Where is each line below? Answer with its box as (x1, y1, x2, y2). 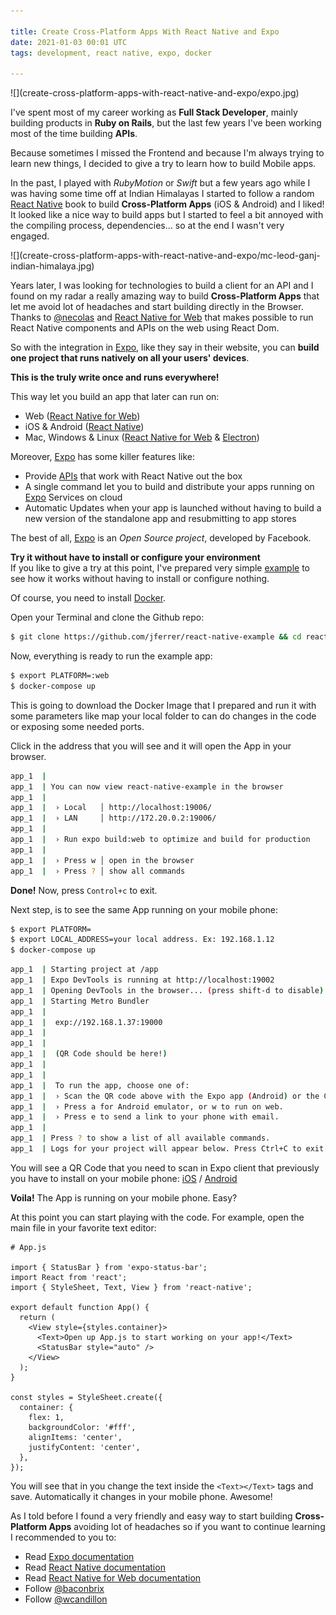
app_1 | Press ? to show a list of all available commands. (10, 1133, 271, 1144)
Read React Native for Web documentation (24, 1571, 202, 1584)
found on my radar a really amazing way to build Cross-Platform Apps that (10, 290, 320, 302)
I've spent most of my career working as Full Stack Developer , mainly (10, 106, 298, 119)
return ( (19, 1312, 56, 1322)
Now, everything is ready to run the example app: (10, 650, 213, 662)
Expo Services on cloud (24, 491, 123, 504)
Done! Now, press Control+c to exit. (10, 884, 158, 896)
